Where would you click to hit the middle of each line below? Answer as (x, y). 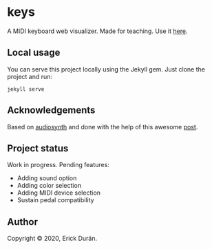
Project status (38, 148)
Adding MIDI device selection (59, 193)
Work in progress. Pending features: (59, 165)
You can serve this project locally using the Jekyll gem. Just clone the (106, 69)
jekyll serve (26, 89)
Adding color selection (49, 186)
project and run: (30, 76)
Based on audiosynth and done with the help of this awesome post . (103, 127)
